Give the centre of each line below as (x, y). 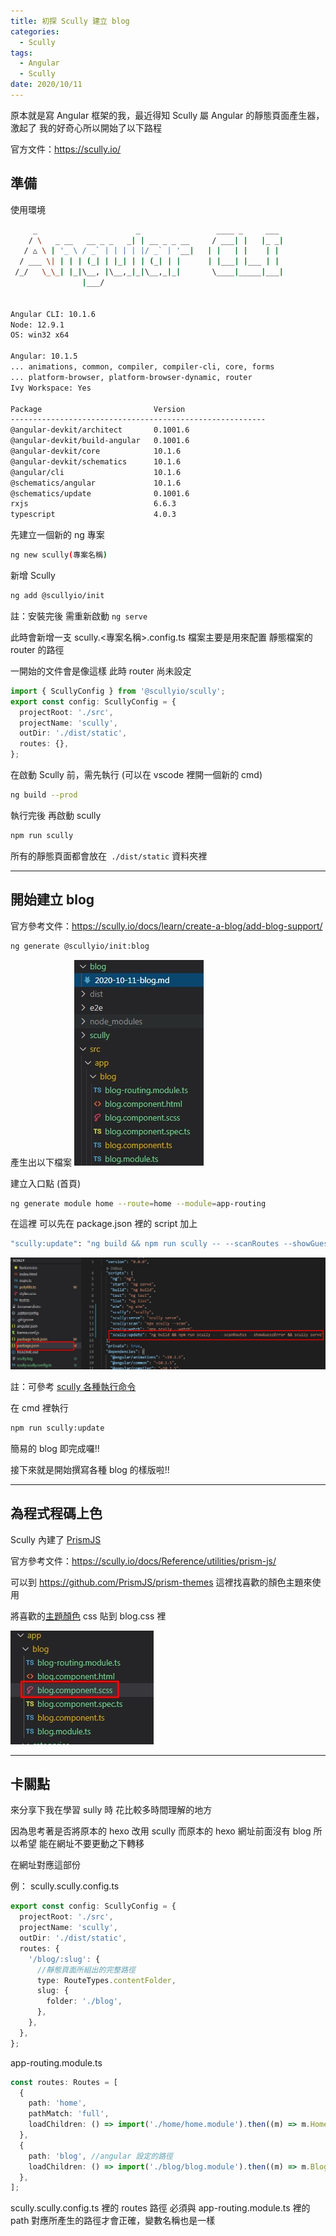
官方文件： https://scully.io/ (66, 149)
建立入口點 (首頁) (46, 1183)
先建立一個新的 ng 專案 (57, 535)
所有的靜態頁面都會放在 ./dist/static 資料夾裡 (109, 856)
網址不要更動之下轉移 (100, 1844)
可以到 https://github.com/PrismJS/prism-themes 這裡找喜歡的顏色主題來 (161, 1582)
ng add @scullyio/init (57, 596)
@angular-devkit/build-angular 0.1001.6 (100, 441)
